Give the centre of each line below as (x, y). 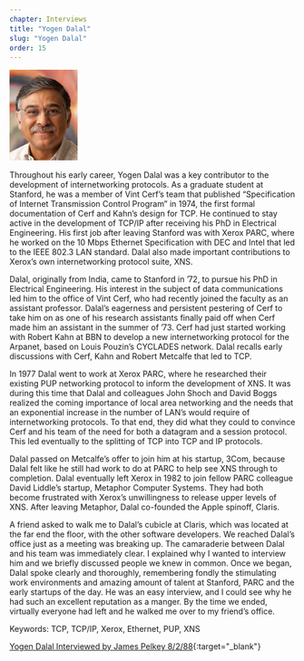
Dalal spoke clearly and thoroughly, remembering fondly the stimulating (143, 573)
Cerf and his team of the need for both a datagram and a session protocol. (148, 432)
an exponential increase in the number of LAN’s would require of (130, 413)
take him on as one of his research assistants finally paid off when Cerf (142, 318)
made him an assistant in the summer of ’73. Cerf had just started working (147, 327)
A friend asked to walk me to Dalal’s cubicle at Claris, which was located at (149, 525)
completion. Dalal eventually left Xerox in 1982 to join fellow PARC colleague (151, 478)
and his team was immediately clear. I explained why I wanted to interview (148, 554)
